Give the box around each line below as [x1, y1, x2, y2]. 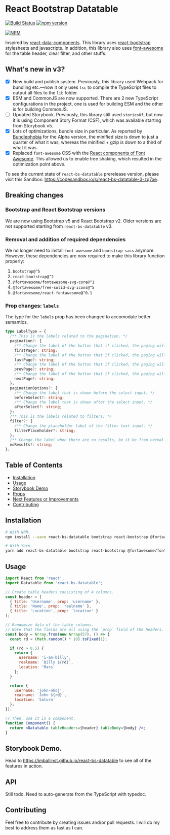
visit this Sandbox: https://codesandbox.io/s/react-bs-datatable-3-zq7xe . [5, 176, 158, 183]
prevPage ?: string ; [14, 366, 56, 372]
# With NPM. [5, 529, 30, 535]
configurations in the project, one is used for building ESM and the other [12, 101, 163, 107]
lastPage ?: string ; [14, 357, 56, 362]
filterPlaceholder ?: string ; [14, 428, 76, 433]
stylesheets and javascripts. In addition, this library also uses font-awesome [5, 45, 163, 51]
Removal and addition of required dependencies [5, 236, 126, 243]
